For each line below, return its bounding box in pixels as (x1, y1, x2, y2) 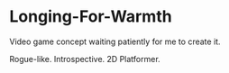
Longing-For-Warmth (9, 6, 173, 27)
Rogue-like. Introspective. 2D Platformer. (9, 53, 160, 64)
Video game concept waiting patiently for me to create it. (9, 36, 221, 47)
